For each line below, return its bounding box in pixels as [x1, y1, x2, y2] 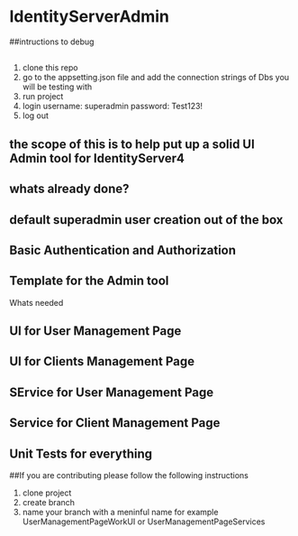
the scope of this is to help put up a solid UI [9, 136, 255, 152]
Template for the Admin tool [9, 273, 169, 289]
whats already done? [9, 181, 130, 197]
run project [22, 91, 64, 102]
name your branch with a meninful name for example [22, 507, 219, 518]
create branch [22, 497, 75, 508]
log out [22, 110, 50, 121]
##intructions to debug [9, 36, 95, 47]
